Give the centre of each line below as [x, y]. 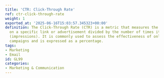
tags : [10, 46]
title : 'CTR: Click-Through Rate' [40, 9]
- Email [13, 55]
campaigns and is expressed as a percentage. [57, 41]
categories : [17, 63]
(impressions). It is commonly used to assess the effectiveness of [81, 37]
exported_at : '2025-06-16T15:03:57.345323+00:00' [57, 23]
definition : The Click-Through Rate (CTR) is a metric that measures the [82, 28]
